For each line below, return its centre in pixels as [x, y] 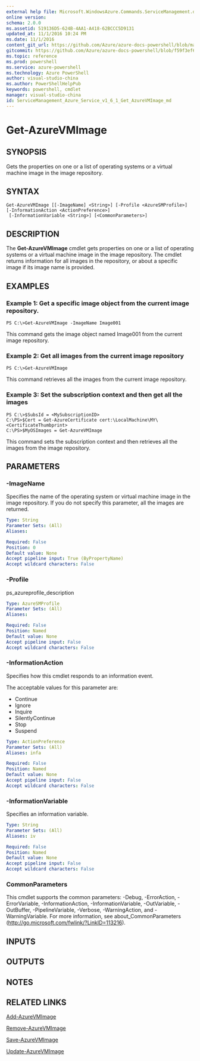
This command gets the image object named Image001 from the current [94, 334]
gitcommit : [20, 51]
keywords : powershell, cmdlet [44, 90]
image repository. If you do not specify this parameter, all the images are [95, 503]
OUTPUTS [25, 962]
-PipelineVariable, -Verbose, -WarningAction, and [93, 910]
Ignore [23, 705]
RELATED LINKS [36, 1002]
